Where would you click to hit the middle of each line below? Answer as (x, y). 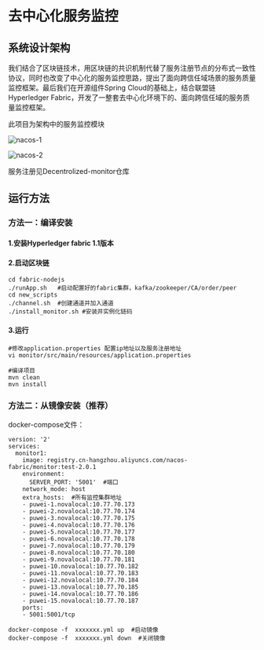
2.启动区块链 (29, 262)
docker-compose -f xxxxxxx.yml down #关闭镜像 (87, 638)
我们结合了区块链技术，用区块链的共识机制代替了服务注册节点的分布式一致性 (132, 68)
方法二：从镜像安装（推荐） (60, 406)
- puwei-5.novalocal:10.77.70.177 (79, 532)
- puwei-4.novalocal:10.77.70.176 (79, 525)
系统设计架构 (39, 48)
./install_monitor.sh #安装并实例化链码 (70, 312)
